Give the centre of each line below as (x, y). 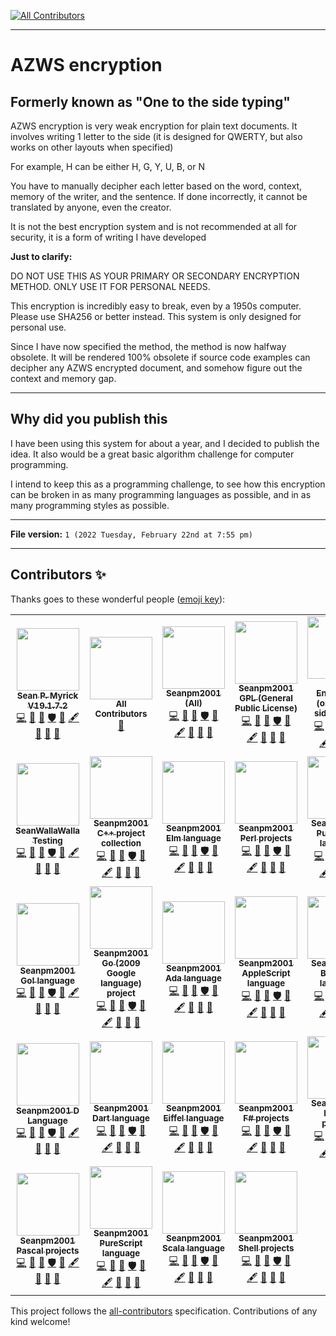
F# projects (266, 1118)
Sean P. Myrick (47, 696)
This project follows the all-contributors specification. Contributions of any (164, 1311)
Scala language (193, 1248)
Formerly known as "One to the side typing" (150, 101)
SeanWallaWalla (47, 831)
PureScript (121, 1243)
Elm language (194, 838)
